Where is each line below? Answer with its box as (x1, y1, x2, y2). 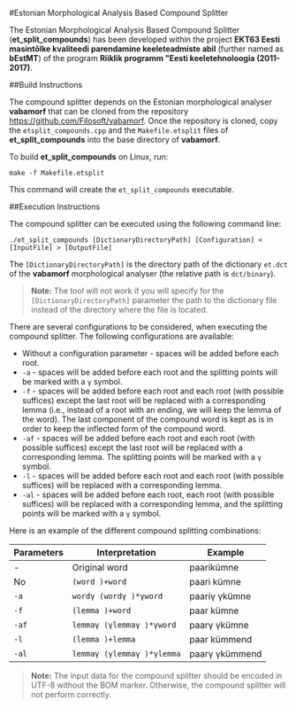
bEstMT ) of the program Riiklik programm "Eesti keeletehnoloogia (9, 53, 255, 63)
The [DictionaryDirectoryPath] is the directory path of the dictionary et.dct (9, 259, 288, 269)
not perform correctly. (30, 689, 112, 699)
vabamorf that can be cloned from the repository (9, 106, 189, 116)
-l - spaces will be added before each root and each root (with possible (21, 471, 285, 481)
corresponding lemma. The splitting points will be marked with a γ (21, 452, 262, 462)
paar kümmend (189, 634, 253, 645)
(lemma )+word (72, 606, 132, 615)
